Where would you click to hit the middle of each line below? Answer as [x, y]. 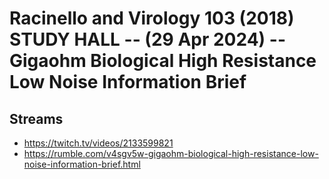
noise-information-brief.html [82, 164]
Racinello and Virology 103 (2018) [152, 18]
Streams [36, 118]
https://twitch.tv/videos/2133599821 [98, 143]
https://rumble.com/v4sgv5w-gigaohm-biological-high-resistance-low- [171, 153]
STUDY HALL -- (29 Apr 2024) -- [147, 39]
